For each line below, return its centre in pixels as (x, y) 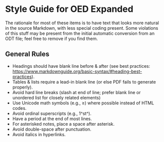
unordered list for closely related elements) (56, 97)
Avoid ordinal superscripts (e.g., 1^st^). (52, 113)
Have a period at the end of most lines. (52, 118)
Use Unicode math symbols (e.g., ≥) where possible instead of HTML (83, 103)
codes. (19, 108)
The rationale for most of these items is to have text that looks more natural (82, 23)
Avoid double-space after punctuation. (52, 129)
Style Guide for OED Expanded (69, 9)
